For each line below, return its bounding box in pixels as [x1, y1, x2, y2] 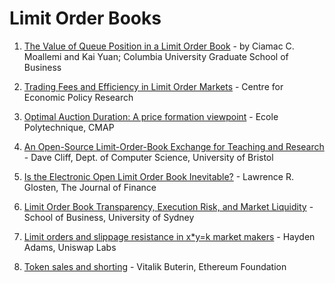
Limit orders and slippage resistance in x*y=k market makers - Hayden [23, 230, 316, 242]
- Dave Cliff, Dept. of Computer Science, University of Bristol [23, 151, 274, 163]
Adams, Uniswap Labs [23, 241, 117, 253]
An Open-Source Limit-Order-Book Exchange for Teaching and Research [23, 140, 325, 152]
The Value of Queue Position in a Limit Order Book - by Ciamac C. [23, 40, 295, 52]
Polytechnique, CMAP [23, 121, 115, 133]
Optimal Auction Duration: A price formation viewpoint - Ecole [23, 110, 279, 122]
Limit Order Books [9, 7, 162, 30]
